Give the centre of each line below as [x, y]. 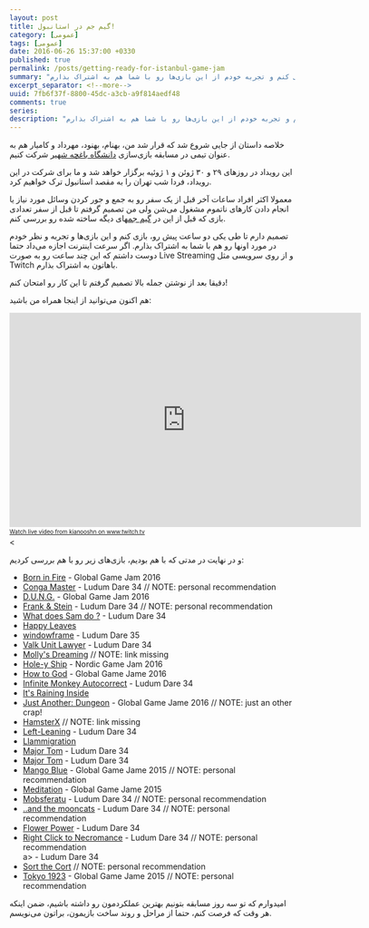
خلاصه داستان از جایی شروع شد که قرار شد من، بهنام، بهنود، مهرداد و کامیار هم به [147, 145]
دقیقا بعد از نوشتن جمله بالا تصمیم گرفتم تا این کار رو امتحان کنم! [119, 283]
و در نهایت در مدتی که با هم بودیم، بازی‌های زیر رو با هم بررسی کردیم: [127, 560]
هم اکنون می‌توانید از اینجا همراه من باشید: [81, 300]
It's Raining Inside [56, 693]
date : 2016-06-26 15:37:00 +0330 [73, 52]
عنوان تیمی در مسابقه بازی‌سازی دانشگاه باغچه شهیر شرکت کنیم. [120, 154]
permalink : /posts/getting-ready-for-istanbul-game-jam [117, 69]
